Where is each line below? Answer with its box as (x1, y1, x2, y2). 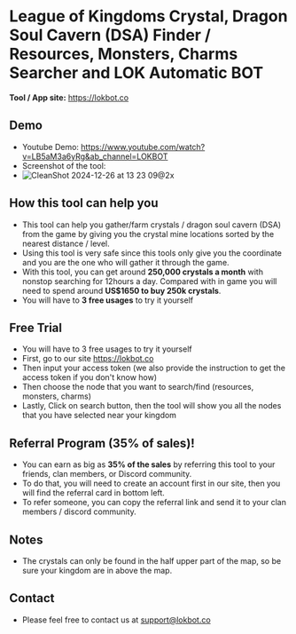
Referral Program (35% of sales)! (9, 435, 195, 450)
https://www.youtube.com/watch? (81, 141, 206, 152)
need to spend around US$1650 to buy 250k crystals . (21, 285, 222, 296)
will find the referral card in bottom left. (21, 487, 166, 498)
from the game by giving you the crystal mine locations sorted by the (21, 228, 275, 239)
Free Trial (9, 320, 62, 335)
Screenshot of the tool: (21, 160, 106, 170)
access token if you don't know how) (21, 372, 158, 383)
